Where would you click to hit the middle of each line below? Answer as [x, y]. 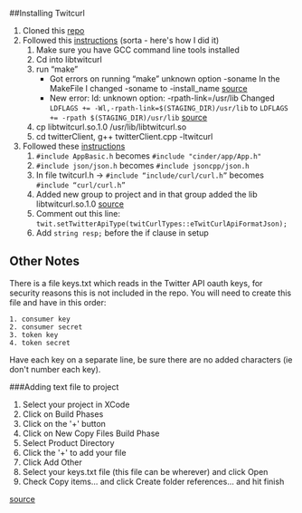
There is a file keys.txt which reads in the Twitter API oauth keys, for [136, 283]
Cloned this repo [53, 30]
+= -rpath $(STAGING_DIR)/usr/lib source [128, 117]
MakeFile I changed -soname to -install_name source [148, 88]
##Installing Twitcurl [47, 13]
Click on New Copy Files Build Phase [91, 433]
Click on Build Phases [63, 414]
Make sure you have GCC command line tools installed [137, 50]
